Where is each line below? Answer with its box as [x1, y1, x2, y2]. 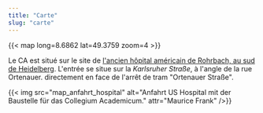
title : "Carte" [8, 11, 58, 20]
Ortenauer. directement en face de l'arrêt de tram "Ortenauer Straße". [8, 72, 234, 82]
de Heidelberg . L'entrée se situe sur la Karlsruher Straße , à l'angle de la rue [8, 64, 253, 73]
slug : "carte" [8, 19, 55, 27]
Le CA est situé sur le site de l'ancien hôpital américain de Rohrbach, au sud [8, 56, 256, 65]
